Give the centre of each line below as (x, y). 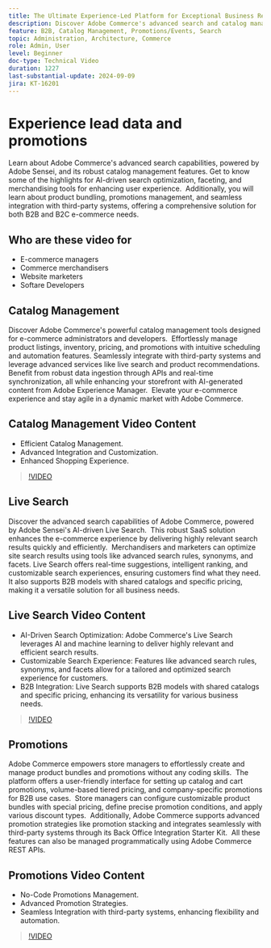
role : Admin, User (39, 46)
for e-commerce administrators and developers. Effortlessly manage (123, 339)
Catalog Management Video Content (102, 424)
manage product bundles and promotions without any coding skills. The (128, 773)
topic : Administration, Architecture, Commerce (90, 38)
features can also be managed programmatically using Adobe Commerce (130, 841)
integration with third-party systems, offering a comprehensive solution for (132, 206)
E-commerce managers (59, 259)
